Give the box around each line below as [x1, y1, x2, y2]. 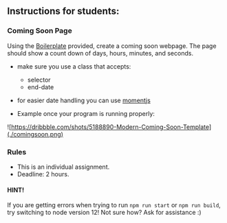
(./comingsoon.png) [7, 130, 64, 138]
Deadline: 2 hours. [17, 169, 69, 178]
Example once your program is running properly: [17, 109, 155, 117]
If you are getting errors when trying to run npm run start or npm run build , [7, 201, 221, 209]
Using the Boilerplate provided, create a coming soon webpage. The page [7, 41, 217, 50]
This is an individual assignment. [17, 163, 110, 171]
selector [27, 75, 51, 84]
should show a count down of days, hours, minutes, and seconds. [7, 49, 194, 57]
